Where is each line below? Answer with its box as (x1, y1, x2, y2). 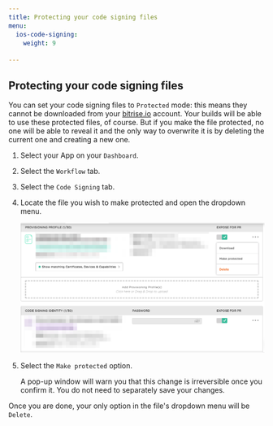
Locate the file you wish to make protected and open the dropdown (19, 198, 246, 207)
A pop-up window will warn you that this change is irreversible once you (19, 376, 262, 386)
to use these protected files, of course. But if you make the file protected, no (8, 117, 264, 127)
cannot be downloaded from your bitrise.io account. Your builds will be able (8, 108, 262, 118)
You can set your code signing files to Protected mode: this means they (8, 100, 248, 110)
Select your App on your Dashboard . (19, 150, 139, 160)
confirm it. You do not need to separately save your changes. (19, 385, 225, 395)
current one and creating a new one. (8, 134, 131, 144)
